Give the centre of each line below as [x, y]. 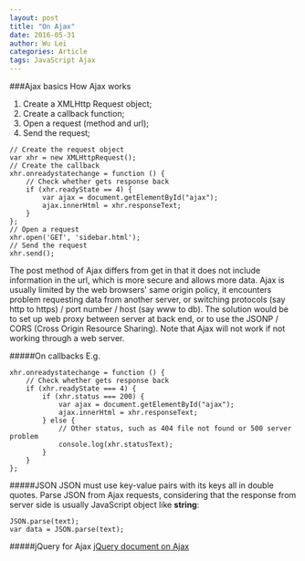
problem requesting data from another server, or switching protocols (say [147, 299]
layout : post [34, 18]
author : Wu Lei [38, 43]
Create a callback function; [74, 114]
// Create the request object [67, 150]
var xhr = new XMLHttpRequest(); [73, 158]
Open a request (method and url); [85, 123]
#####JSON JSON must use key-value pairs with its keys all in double [142, 485]
